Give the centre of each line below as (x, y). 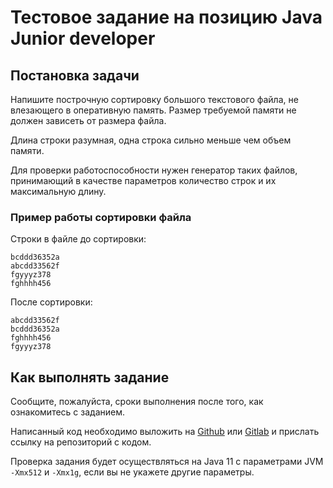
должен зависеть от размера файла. (88, 120)
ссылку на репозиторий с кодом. (81, 442)
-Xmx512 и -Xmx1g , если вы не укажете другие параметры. (132, 472)
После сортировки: (51, 302)
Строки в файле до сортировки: (78, 239)
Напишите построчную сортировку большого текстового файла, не (154, 99)
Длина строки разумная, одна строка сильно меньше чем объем (151, 140)
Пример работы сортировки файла (101, 217)
